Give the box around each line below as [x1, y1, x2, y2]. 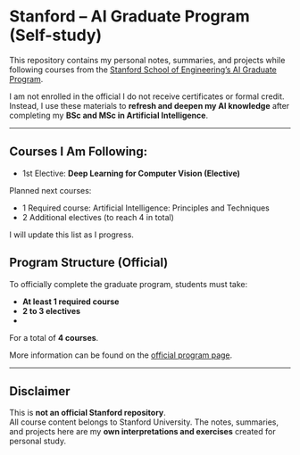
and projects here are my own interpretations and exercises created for [9, 426, 276, 437]
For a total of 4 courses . [9, 332, 99, 343]
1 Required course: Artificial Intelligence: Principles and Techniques [21, 203, 270, 213]
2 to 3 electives [21, 305, 81, 316]
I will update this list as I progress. [9, 229, 134, 240]
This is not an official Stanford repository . [9, 408, 167, 418]
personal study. [9, 435, 67, 447]
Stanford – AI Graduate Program [9, 6, 250, 27]
